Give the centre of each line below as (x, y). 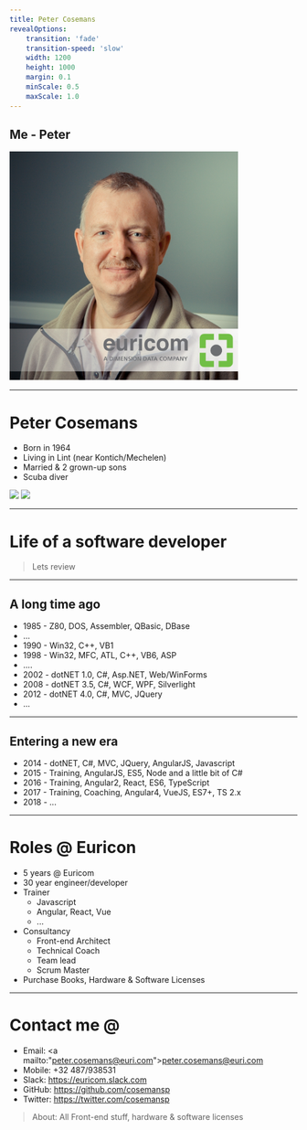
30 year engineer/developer (75, 882)
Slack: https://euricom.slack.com (85, 1080)
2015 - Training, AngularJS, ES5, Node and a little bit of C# (133, 773)
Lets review (53, 567)
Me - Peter (40, 135)
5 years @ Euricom (58, 872)
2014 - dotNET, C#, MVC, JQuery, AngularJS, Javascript (129, 762)
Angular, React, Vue (74, 911)
